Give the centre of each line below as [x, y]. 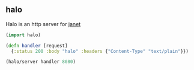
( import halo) [23, 35]
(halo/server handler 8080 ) [41, 62]
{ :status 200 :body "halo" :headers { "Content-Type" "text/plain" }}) [100, 51]
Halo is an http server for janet [43, 24]
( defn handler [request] [37, 46]
